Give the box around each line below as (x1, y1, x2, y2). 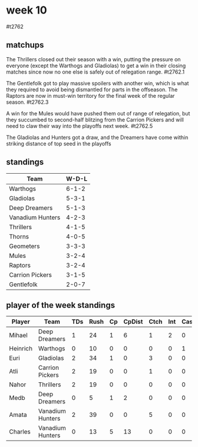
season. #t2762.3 (6, 98, 49, 105)
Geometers (9, 242, 40, 250)
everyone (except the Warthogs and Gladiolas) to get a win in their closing (6, 62, 186, 69)
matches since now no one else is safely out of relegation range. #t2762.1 (6, 68, 184, 75)
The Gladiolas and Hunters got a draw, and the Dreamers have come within (6, 134, 189, 141)
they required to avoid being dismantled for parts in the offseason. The (6, 86, 178, 93)
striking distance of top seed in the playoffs (6, 140, 112, 147)
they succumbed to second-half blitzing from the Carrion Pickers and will (6, 116, 184, 123)
